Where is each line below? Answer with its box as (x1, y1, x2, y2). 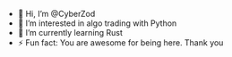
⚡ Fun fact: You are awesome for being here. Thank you (17, 37, 224, 48)
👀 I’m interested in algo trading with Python (17, 18, 177, 28)
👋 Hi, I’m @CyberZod (17, 9, 96, 19)
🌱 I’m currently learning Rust (17, 28, 124, 37)
